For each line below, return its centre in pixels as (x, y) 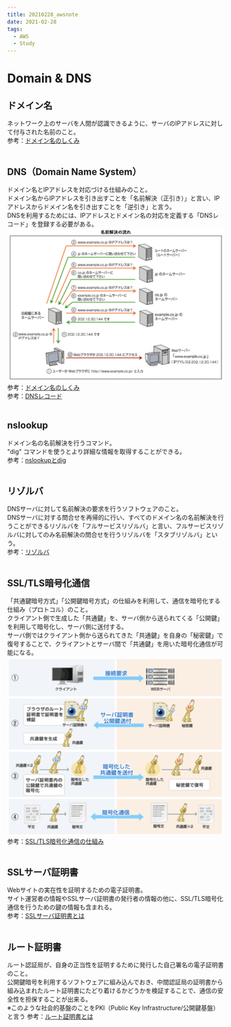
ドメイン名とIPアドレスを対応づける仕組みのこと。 (79, 189)
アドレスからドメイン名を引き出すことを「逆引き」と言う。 (91, 207)
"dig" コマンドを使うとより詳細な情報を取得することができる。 (96, 452)
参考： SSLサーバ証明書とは (46, 916)
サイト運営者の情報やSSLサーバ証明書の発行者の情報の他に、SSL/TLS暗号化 (115, 899)
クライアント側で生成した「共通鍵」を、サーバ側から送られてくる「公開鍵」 (115, 618)
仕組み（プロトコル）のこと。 (49, 610)
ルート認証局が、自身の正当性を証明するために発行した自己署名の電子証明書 (115, 965)
